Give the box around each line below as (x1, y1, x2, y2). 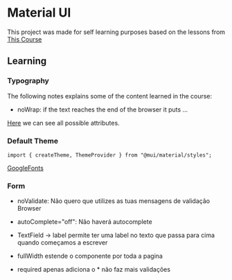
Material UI (7, 5, 71, 21)
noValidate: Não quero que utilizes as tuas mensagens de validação (17, 197, 210, 205)
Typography (7, 76, 50, 86)
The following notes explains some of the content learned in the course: (7, 91, 213, 100)
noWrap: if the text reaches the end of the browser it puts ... (17, 105, 188, 114)
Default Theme (7, 136, 59, 146)
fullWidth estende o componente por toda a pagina (17, 252, 163, 261)
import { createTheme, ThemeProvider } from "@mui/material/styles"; (7, 151, 213, 159)
